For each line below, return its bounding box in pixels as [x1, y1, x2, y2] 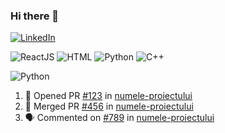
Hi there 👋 [10, 9, 60, 23]
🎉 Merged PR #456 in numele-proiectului [24, 100, 194, 113]
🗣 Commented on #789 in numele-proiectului [24, 112, 215, 124]
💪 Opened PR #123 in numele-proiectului [24, 90, 193, 102]
